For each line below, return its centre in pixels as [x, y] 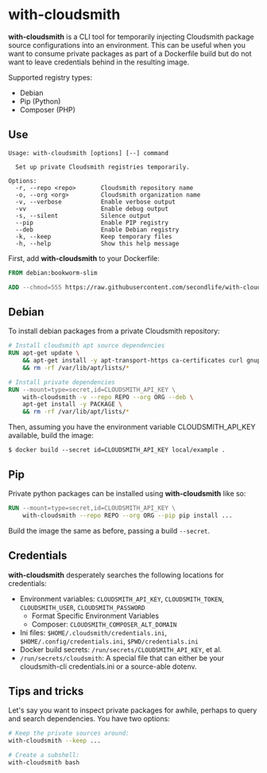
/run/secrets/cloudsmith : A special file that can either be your [122, 658]
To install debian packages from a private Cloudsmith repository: [114, 331]
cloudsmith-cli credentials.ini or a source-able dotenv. [108, 666]
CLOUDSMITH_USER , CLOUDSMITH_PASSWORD [82, 607]
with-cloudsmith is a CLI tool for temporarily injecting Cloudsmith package [131, 37]
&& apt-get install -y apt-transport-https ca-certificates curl [133, 361]
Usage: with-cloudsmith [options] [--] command [89, 153]
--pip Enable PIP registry [92, 223]
